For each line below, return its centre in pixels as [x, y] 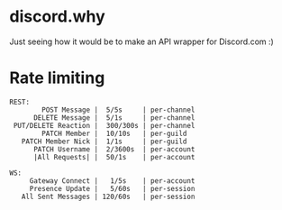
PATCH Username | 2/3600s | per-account [114, 149]
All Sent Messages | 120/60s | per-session [108, 196]
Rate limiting [57, 78]
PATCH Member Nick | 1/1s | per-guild [104, 142]
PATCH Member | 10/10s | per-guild [114, 133]
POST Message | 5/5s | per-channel [118, 110]
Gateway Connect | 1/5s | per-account [112, 181]
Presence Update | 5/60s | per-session [112, 188]
